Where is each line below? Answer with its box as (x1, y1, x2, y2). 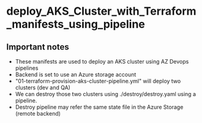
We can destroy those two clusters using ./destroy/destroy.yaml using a (15, 91, 196, 97)
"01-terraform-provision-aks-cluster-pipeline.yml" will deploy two (15, 78, 181, 84)
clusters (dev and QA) (15, 84, 70, 91)
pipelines (15, 64, 39, 72)
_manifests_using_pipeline (6, 17, 146, 31)
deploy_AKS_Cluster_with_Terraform (6, 4, 197, 18)
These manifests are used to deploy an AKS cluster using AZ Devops (15, 58, 189, 65)
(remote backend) (15, 110, 61, 117)
